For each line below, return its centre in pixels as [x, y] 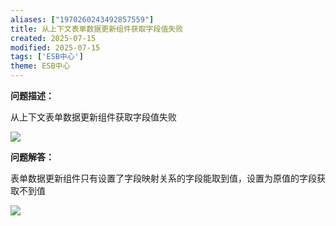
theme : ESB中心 [40, 66]
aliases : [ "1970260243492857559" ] [82, 19]
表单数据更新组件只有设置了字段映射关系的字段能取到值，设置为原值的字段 [163, 178]
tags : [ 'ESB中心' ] [47, 57]
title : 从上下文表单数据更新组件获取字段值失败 [97, 29]
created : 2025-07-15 [53, 38]
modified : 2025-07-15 [55, 47]
